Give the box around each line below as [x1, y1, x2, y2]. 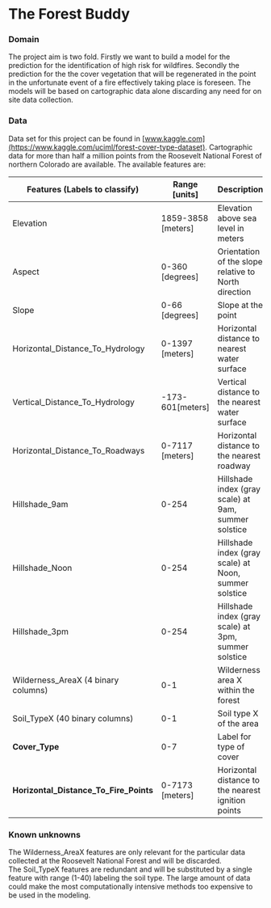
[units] [172, 188, 199, 200]
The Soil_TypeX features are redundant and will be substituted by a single [8, 864, 252, 874]
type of [217, 741, 245, 752]
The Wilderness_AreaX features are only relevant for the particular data [8, 847, 246, 857]
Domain [8, 34, 40, 45]
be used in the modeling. [8, 890, 91, 900]
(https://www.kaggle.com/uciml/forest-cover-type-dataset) [8, 142, 206, 152]
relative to [217, 266, 256, 277]
